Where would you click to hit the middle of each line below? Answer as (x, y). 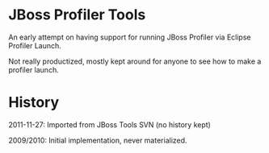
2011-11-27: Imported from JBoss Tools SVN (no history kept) (110, 124)
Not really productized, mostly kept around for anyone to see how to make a (135, 61)
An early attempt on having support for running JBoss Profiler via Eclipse (130, 37)
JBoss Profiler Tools (77, 15)
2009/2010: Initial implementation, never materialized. (98, 140)
